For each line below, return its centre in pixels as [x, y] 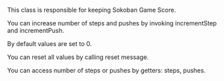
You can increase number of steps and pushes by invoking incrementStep [112, 23]
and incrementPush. [35, 31]
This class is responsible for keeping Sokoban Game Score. [92, 10]
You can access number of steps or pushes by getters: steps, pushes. [106, 70]
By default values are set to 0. [50, 44]
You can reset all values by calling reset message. [78, 57]
